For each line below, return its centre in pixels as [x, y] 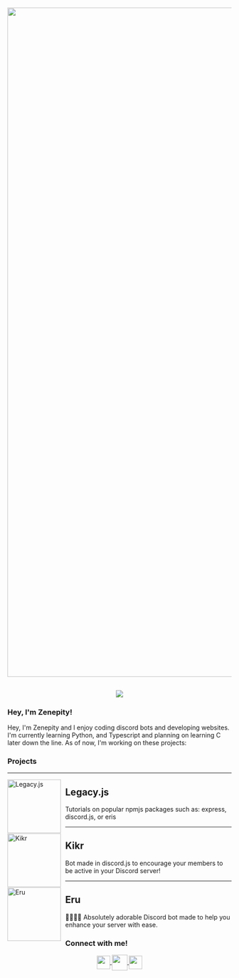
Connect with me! [96, 943]
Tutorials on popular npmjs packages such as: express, [146, 809]
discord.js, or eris [91, 817]
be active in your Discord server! [113, 870]
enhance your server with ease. [111, 924]
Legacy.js [87, 792]
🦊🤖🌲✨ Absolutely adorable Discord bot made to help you [148, 917]
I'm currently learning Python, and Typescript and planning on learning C [114, 735]
